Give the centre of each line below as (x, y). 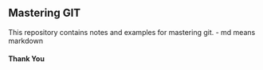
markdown (26, 41)
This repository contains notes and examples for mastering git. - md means (132, 32)
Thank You (27, 59)
